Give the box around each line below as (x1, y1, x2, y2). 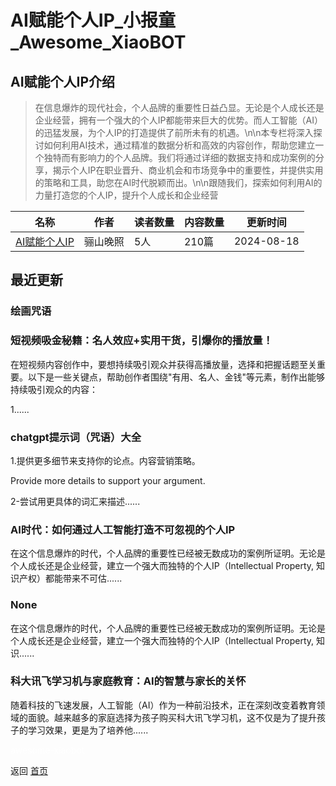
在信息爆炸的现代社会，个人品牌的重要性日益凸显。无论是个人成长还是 (34, 102, 325, 113)
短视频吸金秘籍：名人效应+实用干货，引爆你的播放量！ (10, 334, 274, 348)
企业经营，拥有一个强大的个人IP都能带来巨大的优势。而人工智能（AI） (34, 114, 323, 126)
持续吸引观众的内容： (10, 383, 98, 395)
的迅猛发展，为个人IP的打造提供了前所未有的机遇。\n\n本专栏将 (34, 127, 297, 138)
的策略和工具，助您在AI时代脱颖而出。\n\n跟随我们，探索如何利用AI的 (34, 177, 323, 188)
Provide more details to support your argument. (10, 474, 206, 486)
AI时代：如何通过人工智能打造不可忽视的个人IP (10, 522, 236, 536)
